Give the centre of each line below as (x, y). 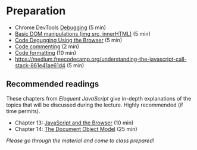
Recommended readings (53, 84)
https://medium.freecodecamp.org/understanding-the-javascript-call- (101, 59)
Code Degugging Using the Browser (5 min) (68, 40)
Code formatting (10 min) (45, 52)
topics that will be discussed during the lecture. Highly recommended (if (95, 105)
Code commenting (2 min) (47, 46)
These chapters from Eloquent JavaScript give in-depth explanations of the (99, 98)
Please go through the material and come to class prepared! (80, 140)
